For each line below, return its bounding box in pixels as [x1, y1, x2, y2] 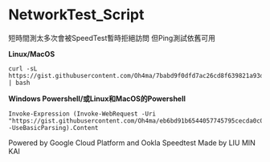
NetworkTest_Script [8, 6, 145, 24]
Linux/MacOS [8, 49, 55, 59]
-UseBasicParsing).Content [8, 124, 99, 132]
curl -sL [8, 64, 38, 73]
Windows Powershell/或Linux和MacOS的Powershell [8, 94, 186, 103]
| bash [8, 79, 31, 87]
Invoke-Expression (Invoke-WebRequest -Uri [8, 110, 157, 118]
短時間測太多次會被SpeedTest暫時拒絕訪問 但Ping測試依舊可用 [8, 33, 215, 43]
